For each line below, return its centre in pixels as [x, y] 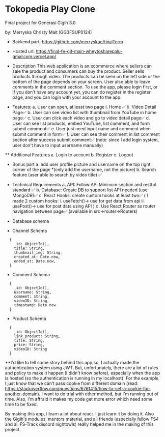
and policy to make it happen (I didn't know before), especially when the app [82, 373]
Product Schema [29, 319]
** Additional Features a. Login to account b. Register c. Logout [69, 155]
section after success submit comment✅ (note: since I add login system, [85, 140]
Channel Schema [29, 231]
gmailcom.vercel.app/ [34, 56]
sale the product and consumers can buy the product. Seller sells [78, 71]
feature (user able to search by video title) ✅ [57, 175]
